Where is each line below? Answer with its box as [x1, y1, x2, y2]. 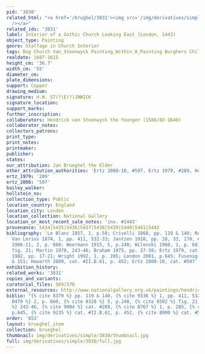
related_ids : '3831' [6, 26, 59, 32]
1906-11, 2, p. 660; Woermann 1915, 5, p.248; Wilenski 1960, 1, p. [12, 242, 190, 248]
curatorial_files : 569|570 [6, 281, 75, 287]
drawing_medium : [6, 88, 48, 95]
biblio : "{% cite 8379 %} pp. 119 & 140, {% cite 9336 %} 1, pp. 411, [6, 292, 190, 299]
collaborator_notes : [6, 123, 59, 129]
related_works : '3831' [6, 270, 64, 276]
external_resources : [6, 287, 59, 293]
